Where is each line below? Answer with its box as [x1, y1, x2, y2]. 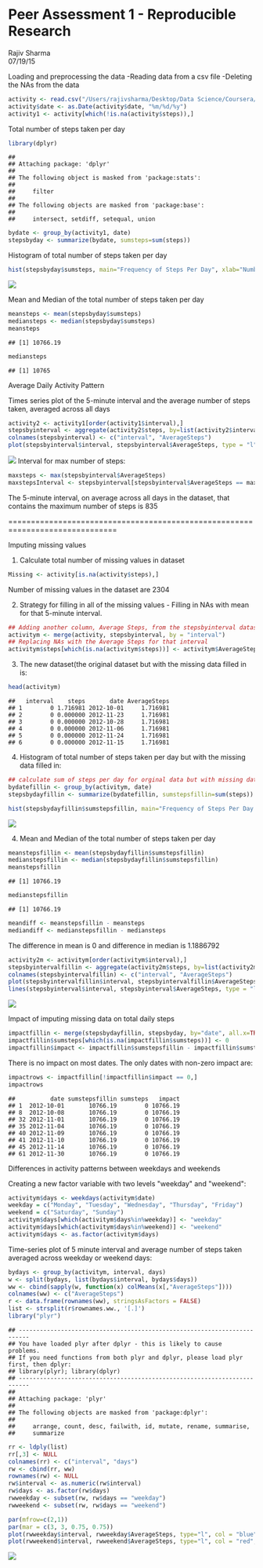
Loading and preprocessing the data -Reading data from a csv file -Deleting [8, 71, 253, 81]
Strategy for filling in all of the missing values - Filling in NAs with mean [19, 599, 249, 610]
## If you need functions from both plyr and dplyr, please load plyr [8, 1354, 243, 1361]
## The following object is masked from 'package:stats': [8, 174, 201, 182]
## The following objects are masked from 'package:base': [8, 202, 205, 210]
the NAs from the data [8, 80, 80, 90]
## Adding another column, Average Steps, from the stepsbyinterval [8, 623, 236, 632]
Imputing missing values [8, 540, 87, 549]
